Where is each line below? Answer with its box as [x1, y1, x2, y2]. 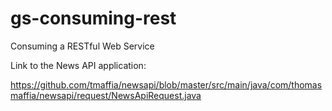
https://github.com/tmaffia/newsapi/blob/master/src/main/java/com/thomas [10, 78, 323, 91]
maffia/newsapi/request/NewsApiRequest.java [10, 89, 202, 101]
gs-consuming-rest [10, 7, 177, 30]
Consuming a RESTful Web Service [10, 40, 155, 52]
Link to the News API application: [10, 59, 147, 71]
